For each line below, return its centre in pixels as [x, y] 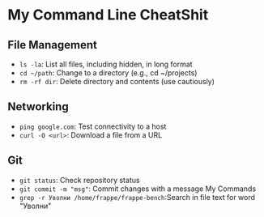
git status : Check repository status [79, 180]
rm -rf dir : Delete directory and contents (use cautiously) [117, 81]
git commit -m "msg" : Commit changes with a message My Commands [138, 189]
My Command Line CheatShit [108, 15]
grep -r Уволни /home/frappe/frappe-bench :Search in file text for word [137, 197]
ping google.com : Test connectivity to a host [93, 126]
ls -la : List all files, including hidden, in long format [106, 64]
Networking [38, 107]
